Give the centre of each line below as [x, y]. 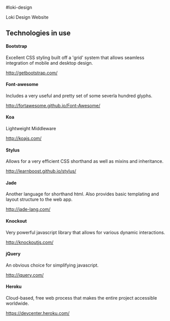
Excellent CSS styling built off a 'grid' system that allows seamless [75, 57]
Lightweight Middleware [31, 128]
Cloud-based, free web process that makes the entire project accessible [81, 298]
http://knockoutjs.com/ [30, 242]
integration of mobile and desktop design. [49, 63]
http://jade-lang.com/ [28, 209]
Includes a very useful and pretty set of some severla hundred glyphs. [79, 96]
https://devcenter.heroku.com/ [38, 313]
